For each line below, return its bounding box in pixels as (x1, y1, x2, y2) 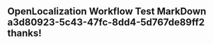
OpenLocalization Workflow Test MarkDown (7, 6, 207, 17)
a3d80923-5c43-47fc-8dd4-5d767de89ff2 (7, 17, 205, 29)
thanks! (7, 27, 42, 39)
